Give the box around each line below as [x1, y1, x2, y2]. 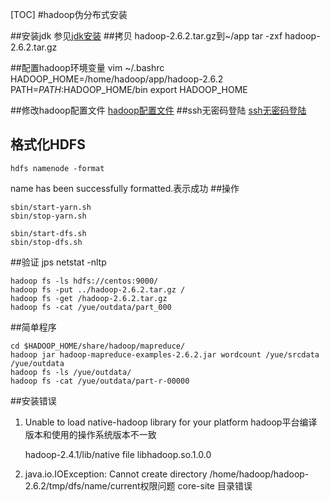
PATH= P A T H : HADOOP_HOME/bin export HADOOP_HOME [10, 84, 248, 95]
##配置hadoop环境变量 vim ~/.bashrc [10, 62, 165, 73]
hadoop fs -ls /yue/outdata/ [10, 367, 132, 377]
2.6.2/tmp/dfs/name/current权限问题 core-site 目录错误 [24, 479, 253, 492]
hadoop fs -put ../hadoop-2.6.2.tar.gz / [10, 284, 186, 295]
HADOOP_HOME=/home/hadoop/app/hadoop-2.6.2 [10, 73, 224, 85]
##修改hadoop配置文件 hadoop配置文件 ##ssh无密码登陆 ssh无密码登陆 [10, 104, 307, 116]
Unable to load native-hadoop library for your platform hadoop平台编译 [24, 416, 318, 428]
